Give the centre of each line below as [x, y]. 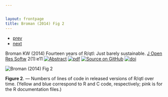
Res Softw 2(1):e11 [24, 58]
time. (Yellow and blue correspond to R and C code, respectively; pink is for [84, 84]
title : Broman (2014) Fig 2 [35, 23]
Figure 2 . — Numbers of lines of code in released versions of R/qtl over [80, 78]
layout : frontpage [25, 19]
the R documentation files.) [33, 89]
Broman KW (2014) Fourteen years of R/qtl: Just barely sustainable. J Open [84, 53]
